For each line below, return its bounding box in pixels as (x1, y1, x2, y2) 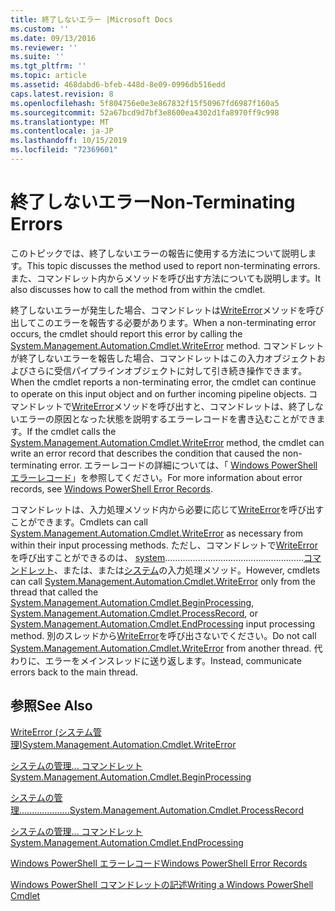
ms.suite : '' (10, 52, 65, 62)
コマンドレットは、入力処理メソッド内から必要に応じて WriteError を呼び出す (10, 503, 325, 515)
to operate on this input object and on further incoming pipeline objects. (10, 387, 307, 400)
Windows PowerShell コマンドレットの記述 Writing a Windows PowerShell (10, 878, 314, 890)
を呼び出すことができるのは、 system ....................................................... (10, 551, 305, 563)
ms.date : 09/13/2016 (10, 33, 97, 43)
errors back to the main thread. (10, 666, 138, 678)
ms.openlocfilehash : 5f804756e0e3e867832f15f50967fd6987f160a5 (10, 98, 280, 108)
